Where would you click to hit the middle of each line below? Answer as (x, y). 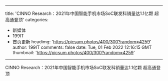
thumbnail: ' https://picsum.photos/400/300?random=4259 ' (73, 52)
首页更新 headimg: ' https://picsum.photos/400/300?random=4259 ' (82, 42)
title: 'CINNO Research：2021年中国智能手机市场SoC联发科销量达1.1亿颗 (79, 13)
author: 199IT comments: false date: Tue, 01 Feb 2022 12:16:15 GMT (82, 47)
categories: (37, 20)
